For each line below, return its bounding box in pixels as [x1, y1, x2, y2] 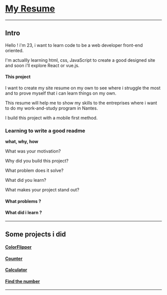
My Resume [5, 3, 55, 14]
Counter [5, 255, 23, 262]
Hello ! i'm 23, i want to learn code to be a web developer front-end [5, 42, 143, 48]
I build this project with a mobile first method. [5, 115, 98, 121]
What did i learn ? [5, 210, 42, 216]
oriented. [5, 47, 24, 53]
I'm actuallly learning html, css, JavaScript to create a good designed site [5, 57, 156, 63]
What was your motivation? [5, 148, 61, 154]
